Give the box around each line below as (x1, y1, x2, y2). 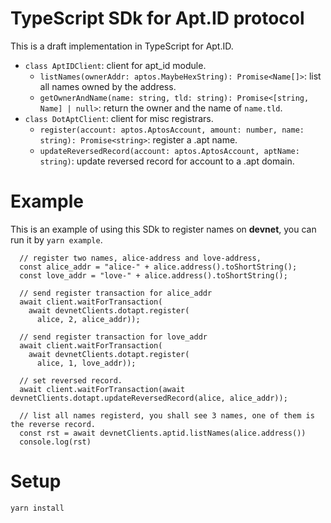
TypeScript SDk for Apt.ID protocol (10, 7, 305, 30)
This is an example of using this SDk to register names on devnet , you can (10, 223, 317, 235)
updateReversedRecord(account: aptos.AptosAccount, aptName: (39, 146, 300, 156)
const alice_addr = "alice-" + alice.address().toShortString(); (19, 262, 298, 272)
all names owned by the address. (39, 80, 177, 92)
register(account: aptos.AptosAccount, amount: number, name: (39, 125, 305, 135)
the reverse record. (10, 419, 97, 429)
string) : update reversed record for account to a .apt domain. (39, 155, 295, 167)
